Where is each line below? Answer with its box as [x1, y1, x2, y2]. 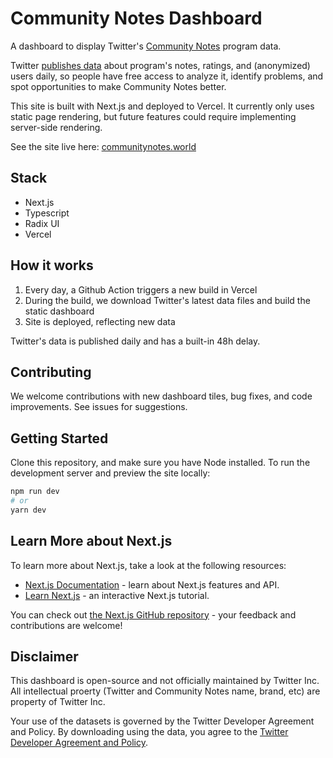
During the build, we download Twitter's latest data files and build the [24, 294, 311, 306]
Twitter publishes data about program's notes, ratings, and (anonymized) [10, 59, 311, 71]
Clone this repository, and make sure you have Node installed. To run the [10, 457, 311, 469]
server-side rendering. [10, 121, 103, 133]
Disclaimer [10, 648, 79, 666]
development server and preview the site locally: [10, 467, 211, 479]
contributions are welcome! [10, 619, 123, 631]
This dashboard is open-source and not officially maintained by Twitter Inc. [10, 675, 320, 687]
